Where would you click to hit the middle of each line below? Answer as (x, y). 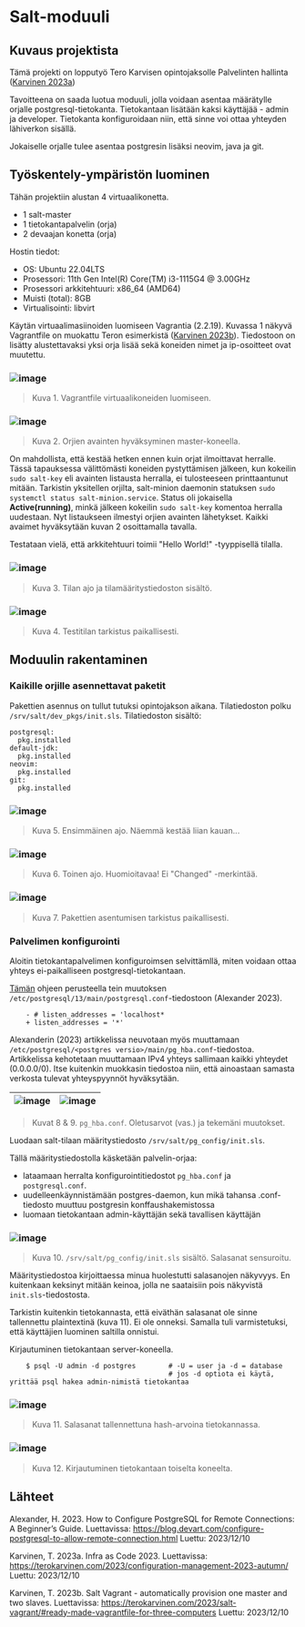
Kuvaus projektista (64, 51)
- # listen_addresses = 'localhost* (96, 1014)
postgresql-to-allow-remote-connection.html (94, 1538)
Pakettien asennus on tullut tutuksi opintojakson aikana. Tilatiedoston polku (150, 706)
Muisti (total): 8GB (56, 298)
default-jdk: (34, 748)
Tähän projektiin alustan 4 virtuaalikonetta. (89, 197)
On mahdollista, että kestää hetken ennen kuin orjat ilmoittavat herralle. (142, 459)
